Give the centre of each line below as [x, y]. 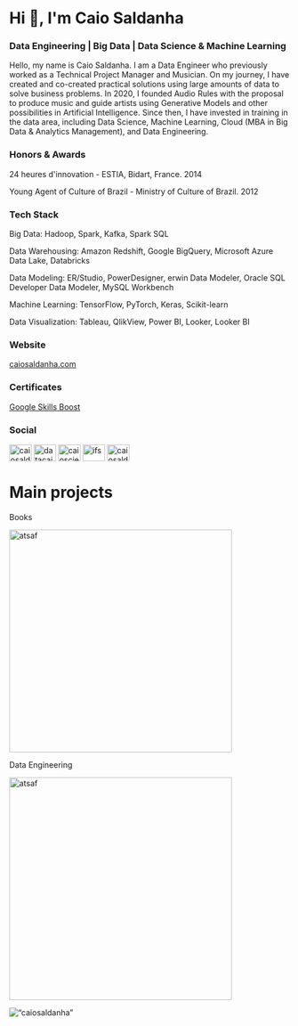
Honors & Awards [48, 155]
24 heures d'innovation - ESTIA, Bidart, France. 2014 [106, 174]
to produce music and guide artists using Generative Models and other [139, 103]
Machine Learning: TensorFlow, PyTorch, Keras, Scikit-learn [119, 305]
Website [28, 345]
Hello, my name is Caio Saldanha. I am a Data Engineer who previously [139, 65]
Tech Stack [34, 215]
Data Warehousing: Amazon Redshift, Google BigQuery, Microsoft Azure [141, 251]
